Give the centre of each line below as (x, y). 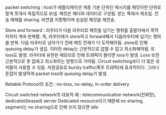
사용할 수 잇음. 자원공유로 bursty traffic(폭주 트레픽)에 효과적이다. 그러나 (89, 67)
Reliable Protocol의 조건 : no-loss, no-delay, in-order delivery (67, 84)
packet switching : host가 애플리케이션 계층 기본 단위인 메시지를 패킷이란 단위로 (83, 7)
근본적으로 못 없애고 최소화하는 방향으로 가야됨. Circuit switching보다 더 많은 (80, 61)
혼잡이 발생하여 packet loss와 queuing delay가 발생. (56, 74)
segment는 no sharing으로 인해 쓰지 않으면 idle (52, 107)
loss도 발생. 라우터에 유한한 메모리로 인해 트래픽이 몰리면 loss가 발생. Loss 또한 (83, 55)
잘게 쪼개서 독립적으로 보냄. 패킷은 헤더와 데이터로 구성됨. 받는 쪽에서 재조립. (79, 13)
